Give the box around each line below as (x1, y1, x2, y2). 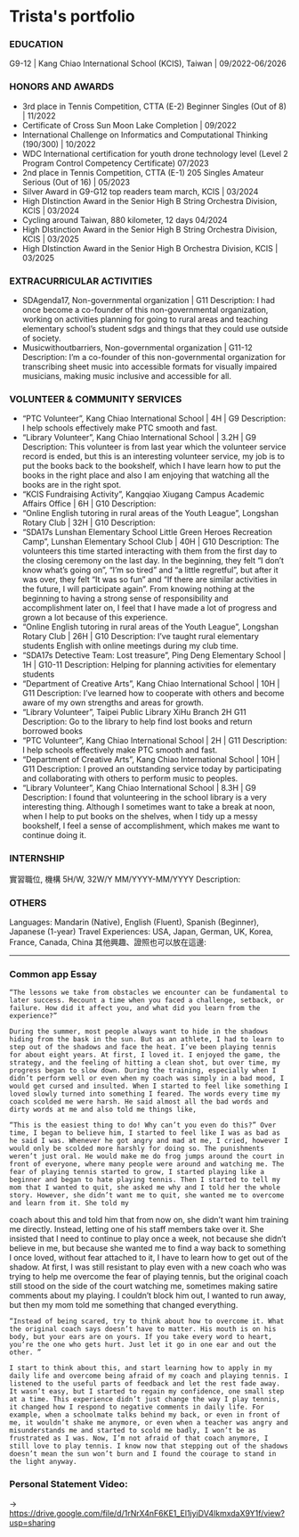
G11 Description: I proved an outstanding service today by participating (21, 764, 282, 775)
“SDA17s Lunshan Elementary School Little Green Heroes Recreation (21, 527, 273, 538)
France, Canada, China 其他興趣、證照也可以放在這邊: (9, 936, 207, 947)
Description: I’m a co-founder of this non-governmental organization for (21, 352, 287, 363)
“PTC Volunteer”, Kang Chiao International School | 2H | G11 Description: (21, 736, 287, 746)
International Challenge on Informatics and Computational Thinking (21, 129, 269, 140)
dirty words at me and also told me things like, (9, 1105, 198, 1114)
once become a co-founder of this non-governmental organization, (21, 305, 269, 316)
